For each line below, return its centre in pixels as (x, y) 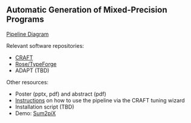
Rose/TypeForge (36, 64)
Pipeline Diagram (28, 34)
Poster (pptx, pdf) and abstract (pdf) (61, 94)
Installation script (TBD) (45, 107)
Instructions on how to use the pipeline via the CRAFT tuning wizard (100, 100)
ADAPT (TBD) (32, 70)
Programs (25, 20)
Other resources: (27, 82)
